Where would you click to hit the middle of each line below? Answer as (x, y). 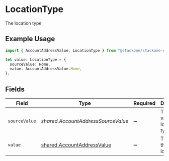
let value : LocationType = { (36, 59)
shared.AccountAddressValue (76, 145)
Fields (15, 89)
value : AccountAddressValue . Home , (46, 69)
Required (144, 103)
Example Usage (30, 39)
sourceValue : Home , (30, 64)
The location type (23, 23)
